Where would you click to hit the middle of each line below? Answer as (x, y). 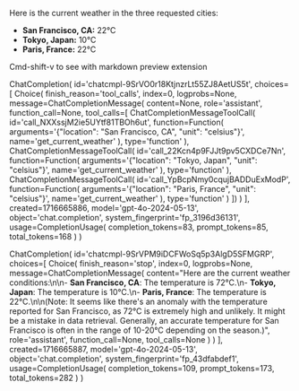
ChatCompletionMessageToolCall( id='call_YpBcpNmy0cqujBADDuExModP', (150, 179)
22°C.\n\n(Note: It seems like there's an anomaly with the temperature (139, 301)
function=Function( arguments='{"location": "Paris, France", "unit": (133, 189)
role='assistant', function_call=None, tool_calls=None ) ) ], (116, 339)
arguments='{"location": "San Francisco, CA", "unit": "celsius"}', (127, 132)
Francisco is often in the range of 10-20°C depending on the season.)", (140, 330)
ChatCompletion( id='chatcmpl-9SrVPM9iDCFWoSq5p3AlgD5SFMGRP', (142, 254)
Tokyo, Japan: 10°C (59, 40)
